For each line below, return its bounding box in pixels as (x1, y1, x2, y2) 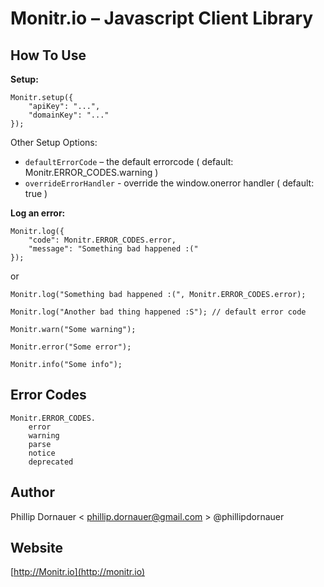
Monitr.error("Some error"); (10, 342, 132, 352)
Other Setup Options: (10, 137, 98, 148)
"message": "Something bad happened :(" (28, 244, 199, 254)
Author (10, 484, 55, 501)
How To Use (10, 47, 87, 64)
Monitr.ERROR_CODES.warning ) (24, 167, 159, 178)
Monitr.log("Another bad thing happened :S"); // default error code (10, 307, 307, 317)
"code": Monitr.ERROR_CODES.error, (28, 235, 177, 245)
